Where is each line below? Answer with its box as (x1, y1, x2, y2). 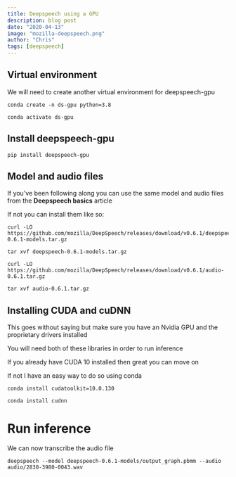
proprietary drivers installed (7, 331, 88, 339)
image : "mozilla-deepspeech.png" (7, 30, 105, 37)
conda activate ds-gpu (7, 113, 74, 120)
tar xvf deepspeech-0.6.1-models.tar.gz (7, 248, 128, 255)
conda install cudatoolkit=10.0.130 (7, 385, 114, 393)
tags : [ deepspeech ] (7, 43, 65, 50)
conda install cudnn (7, 397, 68, 405)
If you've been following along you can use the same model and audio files (7, 189, 224, 198)
